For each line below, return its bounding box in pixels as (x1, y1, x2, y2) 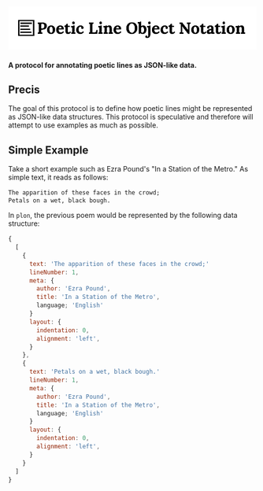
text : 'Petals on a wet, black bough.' (28, 368, 160, 376)
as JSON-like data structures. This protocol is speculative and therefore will (8, 113, 254, 122)
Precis (8, 83, 40, 96)
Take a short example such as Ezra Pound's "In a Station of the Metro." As (8, 164, 249, 174)
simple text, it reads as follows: (8, 172, 109, 183)
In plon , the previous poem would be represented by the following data (8, 211, 238, 220)
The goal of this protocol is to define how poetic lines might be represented (8, 104, 253, 113)
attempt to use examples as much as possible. (8, 120, 159, 130)
